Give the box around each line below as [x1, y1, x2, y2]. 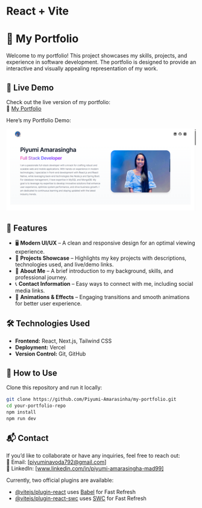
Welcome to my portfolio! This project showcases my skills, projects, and [6, 52, 188, 59]
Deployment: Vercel [14, 344, 66, 351]
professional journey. [14, 274, 68, 281]
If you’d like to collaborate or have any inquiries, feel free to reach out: [6, 452, 180, 460]
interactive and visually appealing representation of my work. [6, 65, 158, 72]
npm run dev [6, 415, 36, 421]
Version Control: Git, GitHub [14, 350, 86, 358]
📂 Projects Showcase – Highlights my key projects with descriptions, [14, 254, 187, 262]
